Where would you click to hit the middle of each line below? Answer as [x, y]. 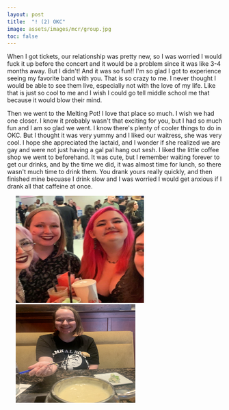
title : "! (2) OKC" [37, 22]
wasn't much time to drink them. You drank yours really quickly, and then [110, 172]
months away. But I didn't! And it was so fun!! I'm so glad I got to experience [114, 71]
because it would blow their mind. [55, 100]
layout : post [26, 14]
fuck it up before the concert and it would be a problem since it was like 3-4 [114, 64]
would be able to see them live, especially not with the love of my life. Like [111, 86]
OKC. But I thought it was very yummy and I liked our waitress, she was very [114, 135]
